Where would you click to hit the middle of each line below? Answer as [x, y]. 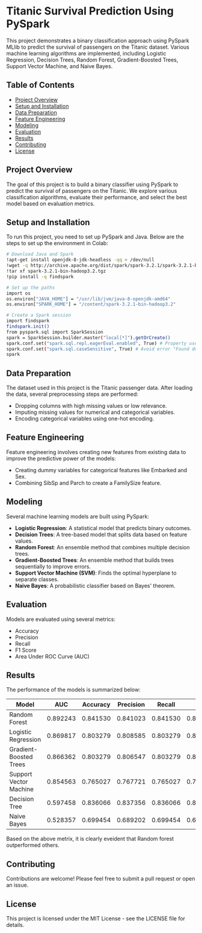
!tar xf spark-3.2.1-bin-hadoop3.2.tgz [56, 271]
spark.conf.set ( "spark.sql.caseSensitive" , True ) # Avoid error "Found [98, 349]
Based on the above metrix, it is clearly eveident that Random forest [90, 839]
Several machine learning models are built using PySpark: [78, 516]
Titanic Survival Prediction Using [90, 11]
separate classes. [37, 579]
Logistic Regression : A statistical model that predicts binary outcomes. [103, 528]
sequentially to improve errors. [53, 566]
